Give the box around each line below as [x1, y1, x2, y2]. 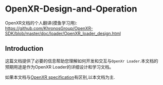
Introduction [5, 44, 44, 53]
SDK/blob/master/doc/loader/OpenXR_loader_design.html [5, 30, 121, 36]
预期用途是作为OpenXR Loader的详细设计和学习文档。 [5, 64, 114, 70]
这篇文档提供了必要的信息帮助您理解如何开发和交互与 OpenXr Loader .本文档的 [5, 58, 159, 64]
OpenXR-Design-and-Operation [5, 3, 137, 14]
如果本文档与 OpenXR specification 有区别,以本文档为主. [5, 74, 115, 80]
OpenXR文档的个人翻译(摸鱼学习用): [5, 20, 77, 26]
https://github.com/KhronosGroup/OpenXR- [5, 25, 93, 31]
